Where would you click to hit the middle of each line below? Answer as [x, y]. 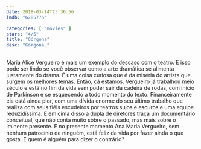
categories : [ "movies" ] [39, 28]
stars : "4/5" [23, 34]
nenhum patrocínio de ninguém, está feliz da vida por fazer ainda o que [95, 133]
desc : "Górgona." [28, 45]
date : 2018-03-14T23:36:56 [40, 12]
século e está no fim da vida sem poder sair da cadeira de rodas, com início [101, 88]
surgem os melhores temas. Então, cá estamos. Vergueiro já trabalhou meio [100, 81]
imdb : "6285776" [27, 17]
